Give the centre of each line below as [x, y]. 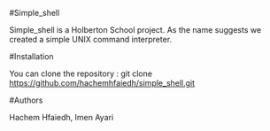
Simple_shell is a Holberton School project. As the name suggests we [135, 30]
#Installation [32, 56]
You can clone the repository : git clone [81, 73]
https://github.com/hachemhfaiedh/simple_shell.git [102, 83]
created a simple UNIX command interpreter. [91, 39]
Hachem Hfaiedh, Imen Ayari [62, 117]
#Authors [26, 100]
